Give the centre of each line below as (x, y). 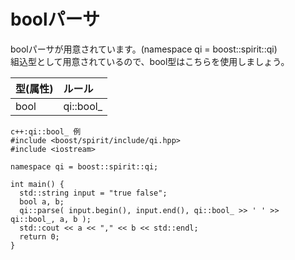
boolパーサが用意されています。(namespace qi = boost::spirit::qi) (144, 49)
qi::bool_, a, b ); (51, 219)
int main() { (37, 184)
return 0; (39, 236)
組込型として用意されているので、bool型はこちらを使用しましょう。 (150, 61)
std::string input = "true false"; (93, 193)
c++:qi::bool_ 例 (46, 131)
